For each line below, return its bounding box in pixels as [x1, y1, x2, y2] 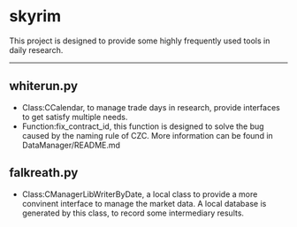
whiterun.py [9, 79, 78, 94]
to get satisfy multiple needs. [21, 111, 128, 122]
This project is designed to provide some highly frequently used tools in [9, 35, 270, 46]
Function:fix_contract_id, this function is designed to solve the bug [21, 121, 264, 132]
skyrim [9, 6, 62, 26]
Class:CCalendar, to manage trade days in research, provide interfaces [21, 102, 280, 112]
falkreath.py [9, 165, 79, 180]
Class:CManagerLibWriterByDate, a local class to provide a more [21, 188, 258, 200]
